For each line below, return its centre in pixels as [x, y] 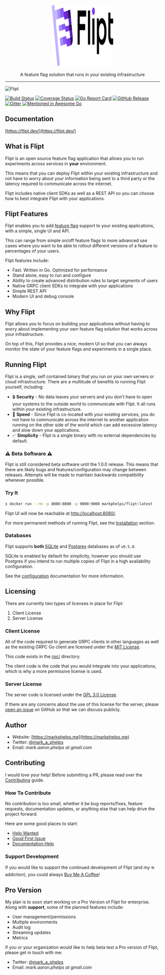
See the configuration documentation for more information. [65, 576]
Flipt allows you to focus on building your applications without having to [78, 324]
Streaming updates [31, 933]
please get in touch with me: [34, 953]
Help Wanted [25, 833]
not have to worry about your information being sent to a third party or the [80, 178]
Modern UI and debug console [43, 297]
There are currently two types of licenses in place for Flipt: [64, 603]
